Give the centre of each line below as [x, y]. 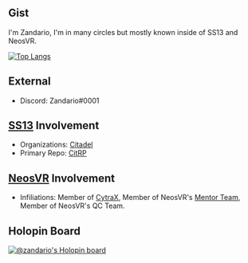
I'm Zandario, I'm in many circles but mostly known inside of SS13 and [123, 32]
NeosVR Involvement [62, 178]
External [30, 82]
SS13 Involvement [54, 126]
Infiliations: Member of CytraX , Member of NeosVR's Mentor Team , [130, 198]
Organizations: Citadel [56, 145]
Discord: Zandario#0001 [59, 100]
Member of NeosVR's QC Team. [72, 206]
